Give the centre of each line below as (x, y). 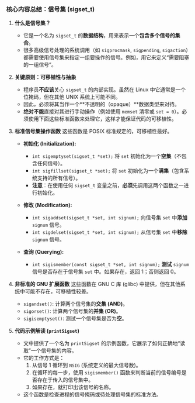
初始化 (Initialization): (50, 144)
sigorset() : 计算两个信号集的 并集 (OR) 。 (72, 311)
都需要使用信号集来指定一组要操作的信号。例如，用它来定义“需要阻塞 (106, 57)
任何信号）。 (51, 163)
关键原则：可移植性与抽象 (45, 77)
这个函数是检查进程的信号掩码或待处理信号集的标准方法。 (92, 395)
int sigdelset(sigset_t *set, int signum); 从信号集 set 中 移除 (110, 232)
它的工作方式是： (44, 358)
